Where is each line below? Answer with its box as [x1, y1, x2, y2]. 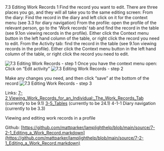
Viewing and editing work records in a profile [5, 115, 95, 121]
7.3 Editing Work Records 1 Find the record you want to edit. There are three [5, 4, 158, 10]
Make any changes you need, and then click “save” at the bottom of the [5, 75, 149, 81]
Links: [5, 90, 17, 96]
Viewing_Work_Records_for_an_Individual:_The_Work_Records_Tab [9, 95, 144, 101]
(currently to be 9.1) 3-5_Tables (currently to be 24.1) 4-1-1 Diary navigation [5, 101, 156, 106]
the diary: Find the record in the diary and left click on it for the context [5, 15, 148, 20]
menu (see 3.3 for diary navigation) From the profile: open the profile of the [5, 20, 157, 25]
